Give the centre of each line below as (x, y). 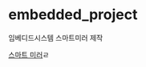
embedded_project (73, 15)
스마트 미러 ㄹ (29, 54)
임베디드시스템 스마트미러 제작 (56, 37)
